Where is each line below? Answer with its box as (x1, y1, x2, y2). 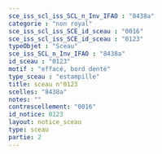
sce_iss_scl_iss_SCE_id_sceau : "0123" (8, 34, 144, 43)
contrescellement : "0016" (8, 103, 96, 111)
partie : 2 (8, 133, 42, 141)
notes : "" (8, 95, 42, 103)
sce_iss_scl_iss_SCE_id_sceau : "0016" (8, 27, 144, 35)
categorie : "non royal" (8, 20, 93, 28)
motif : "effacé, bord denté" (8, 65, 112, 73)
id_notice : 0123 (8, 111, 63, 119)
